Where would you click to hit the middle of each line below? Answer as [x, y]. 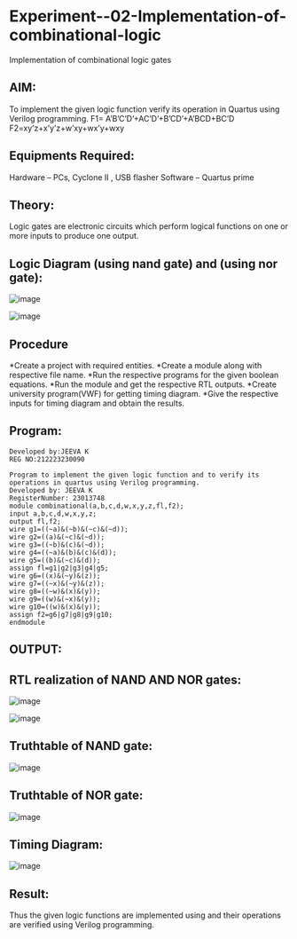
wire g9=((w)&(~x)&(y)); [55, 599]
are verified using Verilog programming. [82, 925]
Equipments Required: [72, 156]
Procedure [39, 344]
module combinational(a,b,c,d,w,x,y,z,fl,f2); [97, 506]
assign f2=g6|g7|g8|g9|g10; [61, 614]
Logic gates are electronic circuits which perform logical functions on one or [149, 226]
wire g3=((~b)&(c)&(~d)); [57, 544]
